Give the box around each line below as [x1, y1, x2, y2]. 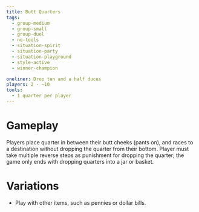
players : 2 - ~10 [6, 82, 50, 88]
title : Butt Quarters [6, 8, 61, 15]
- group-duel [11, 31, 45, 37]
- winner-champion [11, 65, 59, 71]
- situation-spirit [11, 43, 61, 49]
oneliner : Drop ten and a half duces [6, 76, 102, 82]
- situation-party [11, 48, 59, 54]
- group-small [11, 25, 47, 32]
